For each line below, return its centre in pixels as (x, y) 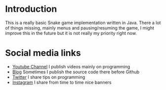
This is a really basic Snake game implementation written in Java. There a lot (83, 23)
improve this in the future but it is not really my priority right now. (71, 33)
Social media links (43, 53)
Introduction (31, 9)
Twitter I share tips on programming (49, 77)
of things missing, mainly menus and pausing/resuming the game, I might (80, 28)
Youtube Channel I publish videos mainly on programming (71, 66)
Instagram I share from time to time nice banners (62, 82)
